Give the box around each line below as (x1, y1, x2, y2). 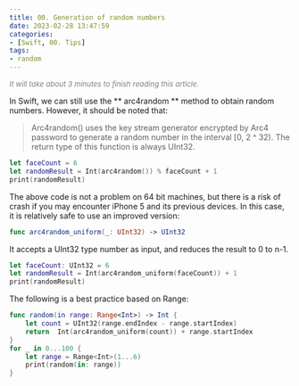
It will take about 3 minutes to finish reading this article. (9, 79, 199, 89)
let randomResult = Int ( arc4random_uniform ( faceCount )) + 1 (9, 269, 238, 278)
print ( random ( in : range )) (25, 360, 122, 370)
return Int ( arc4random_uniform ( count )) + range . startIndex (25, 327, 253, 336)
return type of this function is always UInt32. (30, 142, 195, 152)
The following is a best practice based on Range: (9, 293, 189, 304)
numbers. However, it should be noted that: (9, 105, 168, 116)
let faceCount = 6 (9, 159, 78, 168)
